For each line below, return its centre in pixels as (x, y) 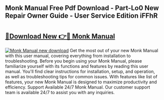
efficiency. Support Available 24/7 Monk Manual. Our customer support (78, 87)
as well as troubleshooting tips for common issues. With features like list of (81, 77)
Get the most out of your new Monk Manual (114, 50)
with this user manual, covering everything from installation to (68, 56)
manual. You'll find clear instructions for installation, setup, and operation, (80, 71)
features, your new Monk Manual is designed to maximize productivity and (81, 82)
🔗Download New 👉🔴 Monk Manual (60, 36)
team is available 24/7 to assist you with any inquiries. (60, 92)
